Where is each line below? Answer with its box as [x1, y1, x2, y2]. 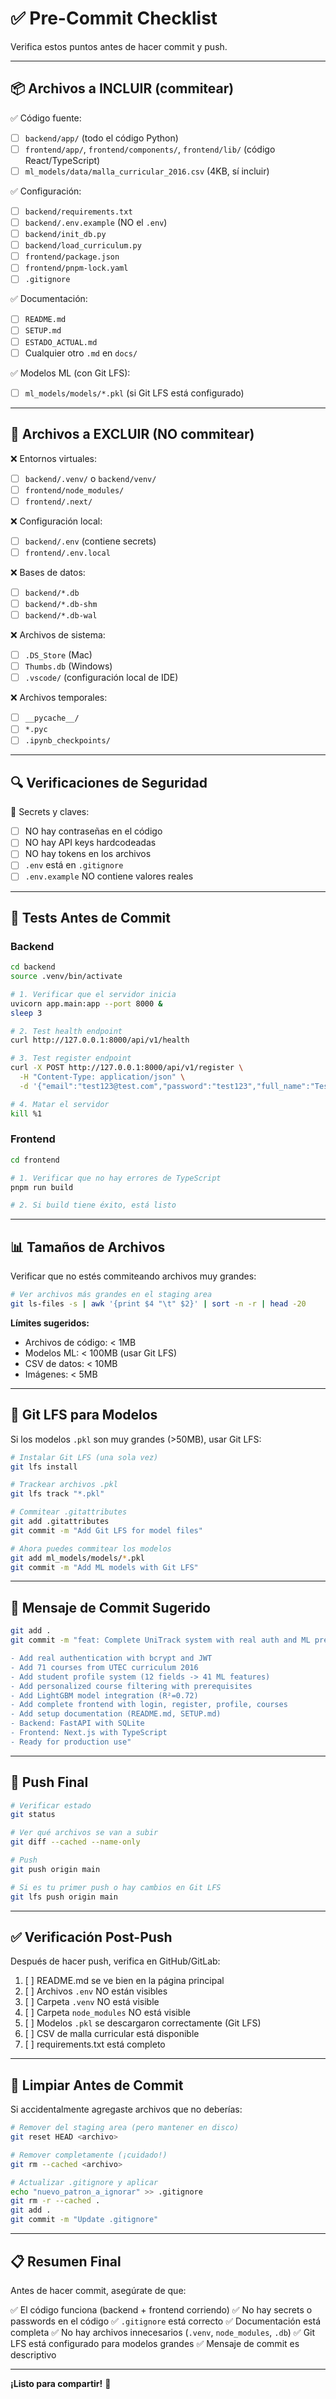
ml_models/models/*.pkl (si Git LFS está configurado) [24, 387, 245, 399]
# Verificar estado [10, 1800, 92, 1811]
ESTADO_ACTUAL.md [24, 337, 98, 347]
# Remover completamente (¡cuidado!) [10, 2150, 168, 2160]
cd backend [10, 962, 56, 972]
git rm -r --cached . [10, 2196, 101, 2206]
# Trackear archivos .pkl [10, 1480, 118, 1490]
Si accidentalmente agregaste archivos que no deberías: [10, 2103, 243, 2116]
